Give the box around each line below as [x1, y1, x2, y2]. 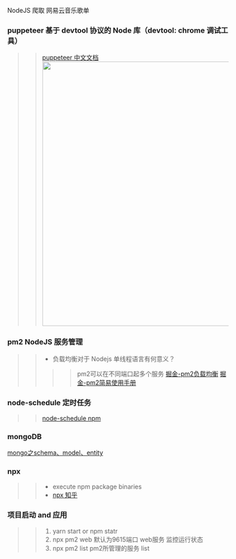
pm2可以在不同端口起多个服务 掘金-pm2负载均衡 [77, 369, 219, 378]
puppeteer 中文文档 [41, 54, 99, 62]
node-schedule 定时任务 [7, 398, 91, 407]
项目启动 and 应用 [7, 510, 67, 520]
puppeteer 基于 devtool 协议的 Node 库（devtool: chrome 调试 [7, 25, 221, 35]
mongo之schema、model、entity [7, 448, 103, 457]
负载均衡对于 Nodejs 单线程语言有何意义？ [52, 355, 176, 363]
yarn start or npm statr [52, 527, 118, 535]
